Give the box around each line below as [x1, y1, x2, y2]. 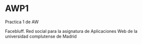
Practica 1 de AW [5, 19, 39, 25]
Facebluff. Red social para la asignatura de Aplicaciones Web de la [5, 28, 138, 34]
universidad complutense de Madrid [5, 33, 77, 39]
